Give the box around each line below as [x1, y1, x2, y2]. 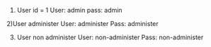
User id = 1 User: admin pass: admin [16, 6, 122, 14]
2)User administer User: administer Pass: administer [6, 20, 159, 27]
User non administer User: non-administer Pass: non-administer [16, 33, 204, 41]
